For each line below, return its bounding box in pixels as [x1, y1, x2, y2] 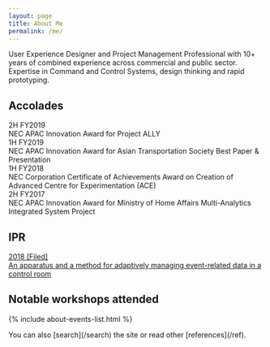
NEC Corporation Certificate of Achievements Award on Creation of [8, 172, 234, 182]
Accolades [8, 98, 64, 112]
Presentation [8, 155, 51, 165]
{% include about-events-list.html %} [8, 314, 133, 323]
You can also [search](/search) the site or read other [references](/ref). [8, 330, 246, 340]
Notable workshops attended [8, 293, 160, 306]
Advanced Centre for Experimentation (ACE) [8, 180, 156, 191]
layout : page [8, 11, 53, 20]
